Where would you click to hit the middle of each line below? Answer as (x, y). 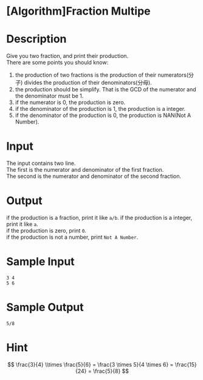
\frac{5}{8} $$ (111, 371)
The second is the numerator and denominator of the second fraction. (94, 176)
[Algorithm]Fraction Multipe (78, 11)
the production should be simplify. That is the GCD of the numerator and (105, 90)
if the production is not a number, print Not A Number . (72, 237)
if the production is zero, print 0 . (46, 230)
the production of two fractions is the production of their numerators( (102, 75)
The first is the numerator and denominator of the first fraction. (85, 170)
